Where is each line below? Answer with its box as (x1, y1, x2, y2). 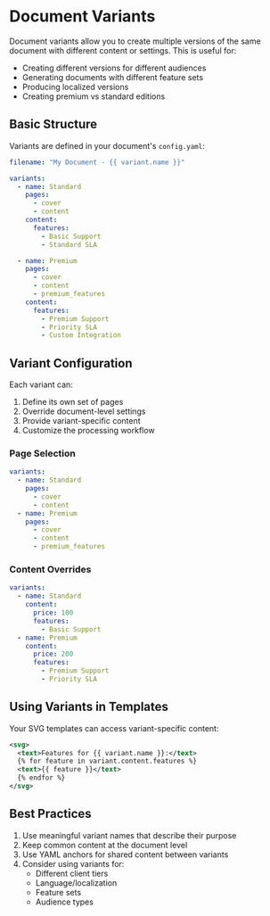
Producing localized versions (21, 81, 129, 92)
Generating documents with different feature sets (21, 71, 203, 82)
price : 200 (32, 649, 74, 659)
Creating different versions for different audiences (21, 62, 207, 73)
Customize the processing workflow (21, 425, 155, 436)
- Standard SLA (41, 240, 98, 249)
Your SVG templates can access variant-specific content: (9, 722, 219, 733)
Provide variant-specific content (21, 416, 141, 426)
